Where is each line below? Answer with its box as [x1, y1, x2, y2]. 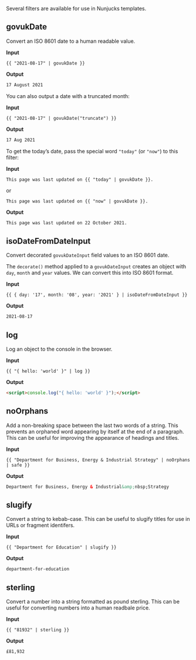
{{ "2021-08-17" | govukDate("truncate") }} [6, 115, 117, 121]
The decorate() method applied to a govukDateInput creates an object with [6, 263, 187, 270]
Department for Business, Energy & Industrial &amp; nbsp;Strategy [6, 484, 169, 490]
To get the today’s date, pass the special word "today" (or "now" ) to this [6, 147, 178, 154]
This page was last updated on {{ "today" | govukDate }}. [6, 176, 154, 183]
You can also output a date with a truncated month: [6, 92, 130, 99]
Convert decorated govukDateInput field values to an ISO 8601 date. [6, 252, 170, 259]
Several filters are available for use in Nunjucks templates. [6, 5, 147, 12]
